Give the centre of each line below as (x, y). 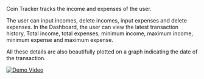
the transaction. (26, 58)
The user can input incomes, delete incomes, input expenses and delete (97, 20)
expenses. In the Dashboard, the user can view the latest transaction (92, 27)
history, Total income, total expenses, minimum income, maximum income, (100, 33)
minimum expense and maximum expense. (60, 40)
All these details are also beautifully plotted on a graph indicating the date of (102, 52)
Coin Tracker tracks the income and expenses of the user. (79, 9)
